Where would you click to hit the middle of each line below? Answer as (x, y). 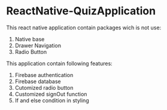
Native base (30, 39)
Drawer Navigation (38, 45)
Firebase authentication (44, 75)
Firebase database (38, 81)
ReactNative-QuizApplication (81, 11)
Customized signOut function (51, 94)
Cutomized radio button (44, 87)
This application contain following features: (59, 63)
